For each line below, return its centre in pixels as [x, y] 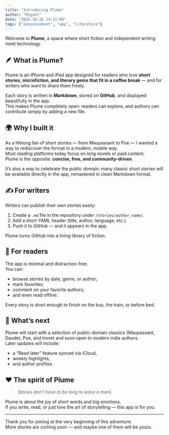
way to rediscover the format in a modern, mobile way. [62, 148]
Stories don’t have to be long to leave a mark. [65, 392]
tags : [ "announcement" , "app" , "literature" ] [54, 24]
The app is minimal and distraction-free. [47, 264]
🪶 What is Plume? [34, 60]
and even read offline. [35, 295]
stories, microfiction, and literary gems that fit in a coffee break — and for [83, 80]
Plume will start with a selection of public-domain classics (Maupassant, [80, 333]
